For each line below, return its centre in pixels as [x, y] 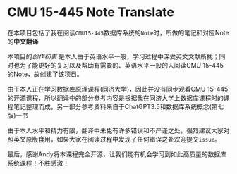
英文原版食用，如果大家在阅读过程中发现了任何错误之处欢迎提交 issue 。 [117, 139]
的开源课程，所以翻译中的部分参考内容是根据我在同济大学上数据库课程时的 [115, 98]
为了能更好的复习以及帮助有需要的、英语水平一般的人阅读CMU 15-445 [122, 65]
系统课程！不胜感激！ [38, 163]
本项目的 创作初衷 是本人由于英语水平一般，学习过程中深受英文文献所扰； [113, 56]
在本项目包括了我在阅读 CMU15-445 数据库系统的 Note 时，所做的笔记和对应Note [118, 32]
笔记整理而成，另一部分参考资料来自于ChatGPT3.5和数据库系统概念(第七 [119, 106]
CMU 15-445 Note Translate [91, 12]
